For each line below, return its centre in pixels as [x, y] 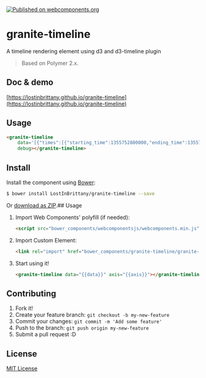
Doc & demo [30, 83]
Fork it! [24, 308]
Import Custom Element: [46, 240]
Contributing [31, 294]
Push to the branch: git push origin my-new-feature [82, 328]
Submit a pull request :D [46, 334]
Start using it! [32, 263]
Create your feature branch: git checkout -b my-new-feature [92, 315]
